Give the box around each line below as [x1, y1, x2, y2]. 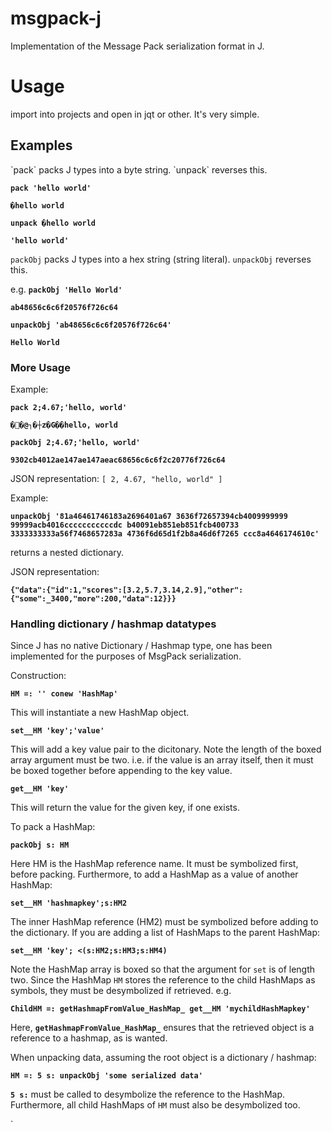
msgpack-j [10, 7, 102, 30]
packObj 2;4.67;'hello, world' [10, 437, 141, 447]
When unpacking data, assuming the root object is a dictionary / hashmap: [10, 1052, 317, 1064]
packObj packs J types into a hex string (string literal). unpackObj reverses [10, 253, 312, 265]
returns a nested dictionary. [10, 546, 125, 558]
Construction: [10, 670, 67, 682]
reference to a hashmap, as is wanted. [10, 1032, 168, 1044]
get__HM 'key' [10, 784, 70, 794]
